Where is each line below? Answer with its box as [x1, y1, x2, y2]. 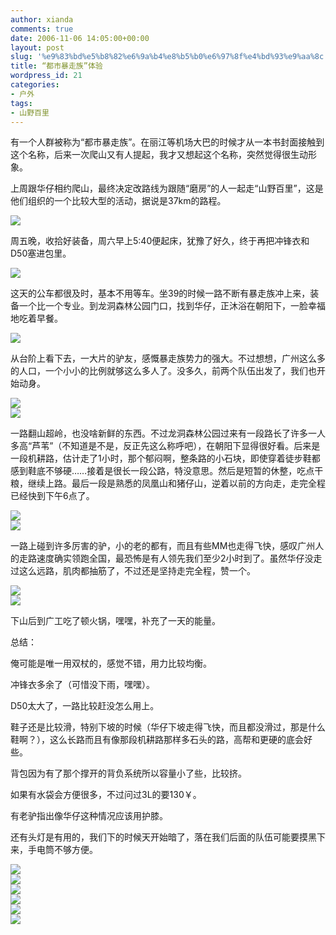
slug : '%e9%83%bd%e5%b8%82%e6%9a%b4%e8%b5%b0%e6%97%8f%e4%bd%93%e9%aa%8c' [10, 52, 329, 62]
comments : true [10, 24, 74, 34]
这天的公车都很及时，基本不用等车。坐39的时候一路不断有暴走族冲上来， [10, 287, 311, 300]
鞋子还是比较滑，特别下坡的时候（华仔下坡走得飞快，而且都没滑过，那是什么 [10, 721, 326, 733]
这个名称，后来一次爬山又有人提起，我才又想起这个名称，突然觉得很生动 [10, 149, 308, 161]
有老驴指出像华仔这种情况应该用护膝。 [10, 810, 168, 822]
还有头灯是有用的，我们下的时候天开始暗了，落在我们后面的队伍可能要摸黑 [10, 831, 317, 843]
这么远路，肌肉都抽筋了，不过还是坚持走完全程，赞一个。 [18, 565, 256, 577]
